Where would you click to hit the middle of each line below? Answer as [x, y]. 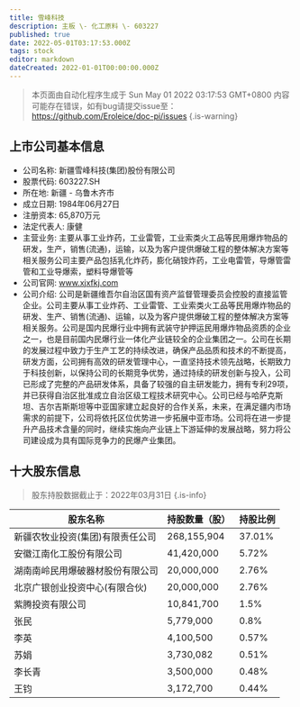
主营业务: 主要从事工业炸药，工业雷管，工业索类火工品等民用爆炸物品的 [155, 237]
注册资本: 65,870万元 [61, 215]
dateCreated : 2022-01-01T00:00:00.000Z [84, 68]
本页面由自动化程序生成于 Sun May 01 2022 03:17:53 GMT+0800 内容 [160, 95]
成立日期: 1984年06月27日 [71, 204]
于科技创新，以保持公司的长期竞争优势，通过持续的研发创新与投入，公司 [156, 372]
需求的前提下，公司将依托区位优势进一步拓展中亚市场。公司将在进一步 [153, 417]
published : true [40, 34]
